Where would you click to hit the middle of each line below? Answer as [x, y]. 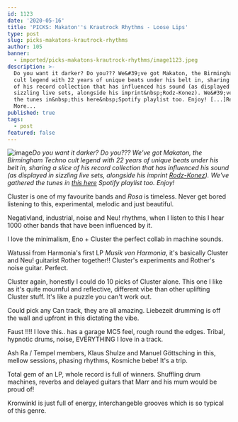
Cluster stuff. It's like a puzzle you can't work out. [80, 297]
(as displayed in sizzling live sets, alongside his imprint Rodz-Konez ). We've [118, 175]
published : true [31, 113]
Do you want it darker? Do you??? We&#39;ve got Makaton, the [107, 73]
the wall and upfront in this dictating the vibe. [73, 318]
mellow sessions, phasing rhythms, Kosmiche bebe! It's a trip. [97, 361]
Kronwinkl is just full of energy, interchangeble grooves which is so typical [116, 403]
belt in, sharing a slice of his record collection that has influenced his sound [118, 168]
